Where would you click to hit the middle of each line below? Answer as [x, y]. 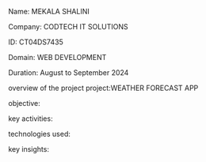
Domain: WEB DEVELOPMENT [57, 57]
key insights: [29, 149]
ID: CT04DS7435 [36, 42]
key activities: [31, 119]
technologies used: [40, 134]
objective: [25, 103]
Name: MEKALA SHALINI [49, 11]
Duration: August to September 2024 [69, 73]
